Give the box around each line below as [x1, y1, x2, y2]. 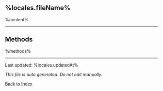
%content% [5, 16, 29, 22]
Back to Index [5, 81, 33, 87]
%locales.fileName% [5, 4, 71, 12]
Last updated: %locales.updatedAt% [5, 62, 79, 68]
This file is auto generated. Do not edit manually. [5, 71, 103, 77]
